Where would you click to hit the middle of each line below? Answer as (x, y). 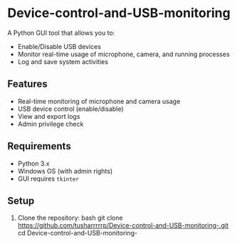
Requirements (39, 146)
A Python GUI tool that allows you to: (61, 33)
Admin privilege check (51, 124)
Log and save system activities (63, 61)
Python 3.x (33, 163)
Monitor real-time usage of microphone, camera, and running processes (123, 54)
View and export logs (49, 116)
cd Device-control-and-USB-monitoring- (78, 233)
